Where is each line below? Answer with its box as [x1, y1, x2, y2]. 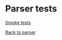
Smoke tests [5, 19, 31, 25]
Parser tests [5, 3, 57, 14]
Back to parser [5, 29, 36, 35]
